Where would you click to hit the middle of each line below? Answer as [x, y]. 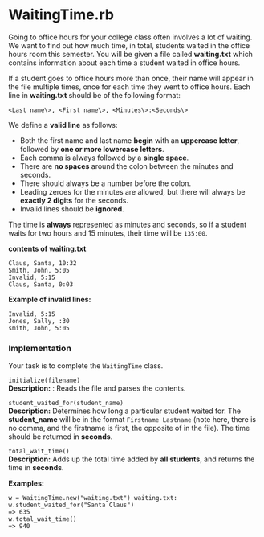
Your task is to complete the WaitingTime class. [86, 366]
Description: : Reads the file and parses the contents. [97, 388]
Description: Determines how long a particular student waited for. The [125, 411]
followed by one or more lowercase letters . [92, 149]
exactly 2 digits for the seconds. [74, 200]
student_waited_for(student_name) [66, 404]
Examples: [26, 483]
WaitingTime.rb [61, 15]
